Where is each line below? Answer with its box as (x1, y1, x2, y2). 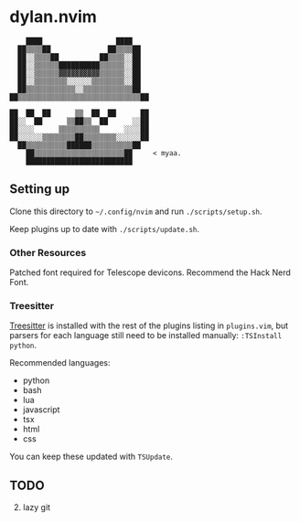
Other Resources (9, 246, 87, 259)
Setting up (9, 181, 70, 197)
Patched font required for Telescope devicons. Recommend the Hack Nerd (9, 267, 291, 278)
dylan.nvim (9, 6, 98, 27)
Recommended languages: (9, 357, 111, 368)
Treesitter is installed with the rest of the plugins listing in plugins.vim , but (9, 320, 289, 331)
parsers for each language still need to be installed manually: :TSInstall (9, 330, 283, 341)
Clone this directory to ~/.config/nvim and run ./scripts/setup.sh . (9, 206, 262, 217)
